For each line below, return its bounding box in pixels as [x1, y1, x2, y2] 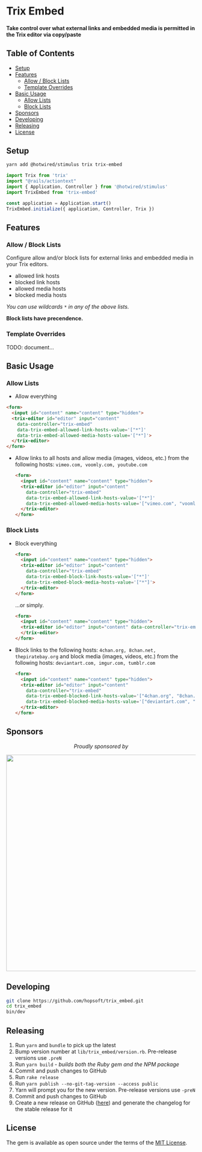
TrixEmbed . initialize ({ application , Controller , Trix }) [6, 206, 155, 212]
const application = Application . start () [6, 200, 112, 206]
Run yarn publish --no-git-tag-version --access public [14, 1080, 159, 1087]
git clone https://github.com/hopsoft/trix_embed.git [6, 998, 144, 1004]
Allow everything [14, 393, 57, 400]
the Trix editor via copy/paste [6, 31, 81, 38]
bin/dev [6, 1009, 26, 1015]
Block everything [14, 540, 57, 547]
